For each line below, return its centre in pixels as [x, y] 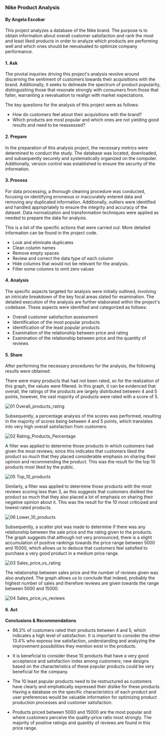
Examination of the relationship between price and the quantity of [79, 338]
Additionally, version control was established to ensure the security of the [80, 163]
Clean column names [34, 248]
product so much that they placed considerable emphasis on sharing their [81, 456]
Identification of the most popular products [56, 322]
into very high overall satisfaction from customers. [56, 427]
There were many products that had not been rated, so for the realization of [82, 381]
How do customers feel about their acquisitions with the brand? [77, 115]
